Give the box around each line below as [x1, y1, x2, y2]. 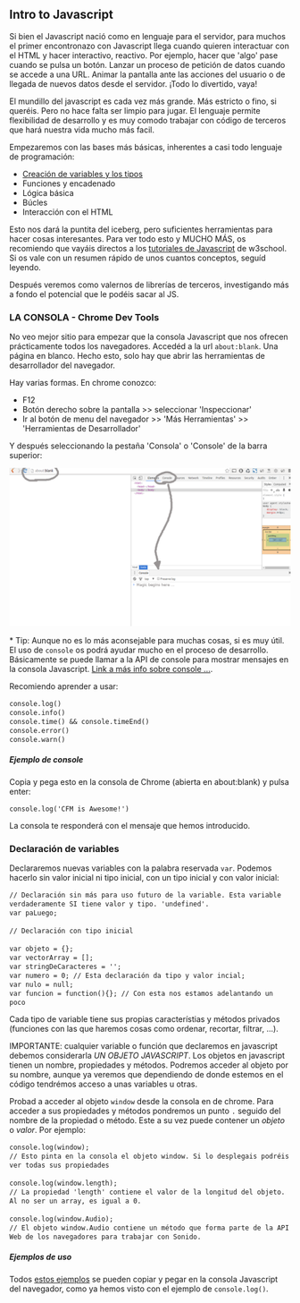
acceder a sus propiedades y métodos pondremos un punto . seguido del [9, 1105, 281, 1117]
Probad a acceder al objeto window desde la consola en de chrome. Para [9, 1096, 274, 1107]
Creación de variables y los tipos [21, 168, 143, 179]
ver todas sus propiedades [9, 1161, 110, 1171]
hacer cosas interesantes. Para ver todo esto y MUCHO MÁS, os [9, 233, 246, 244]
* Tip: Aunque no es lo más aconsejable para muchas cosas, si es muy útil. [9, 635, 285, 646]
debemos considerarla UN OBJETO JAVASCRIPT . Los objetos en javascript [9, 1051, 286, 1061]
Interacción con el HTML [21, 206, 113, 217]
